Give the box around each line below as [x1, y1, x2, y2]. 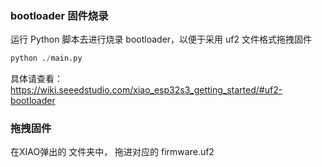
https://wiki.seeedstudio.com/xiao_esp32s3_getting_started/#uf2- [10, 84, 283, 96]
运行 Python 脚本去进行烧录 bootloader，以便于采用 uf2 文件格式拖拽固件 [10, 33, 312, 46]
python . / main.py [10, 53, 83, 64]
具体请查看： [10, 73, 63, 85]
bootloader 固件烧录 [10, 8, 109, 22]
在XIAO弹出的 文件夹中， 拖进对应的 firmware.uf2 [10, 146, 215, 158]
